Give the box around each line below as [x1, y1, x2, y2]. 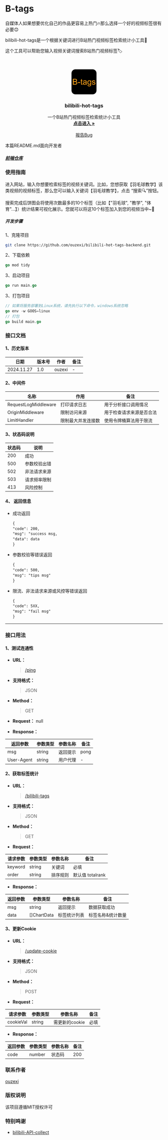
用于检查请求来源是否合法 [104, 409, 157, 415]
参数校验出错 [24, 461, 51, 467]
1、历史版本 [5, 345, 29, 351]
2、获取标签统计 [5, 771, 39, 777]
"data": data [12, 536, 40, 542]
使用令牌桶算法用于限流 [104, 417, 152, 423]
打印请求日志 [60, 401, 87, 407]
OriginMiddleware [7, 409, 44, 415]
